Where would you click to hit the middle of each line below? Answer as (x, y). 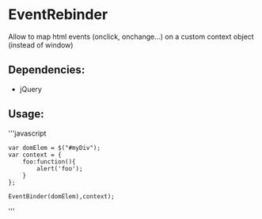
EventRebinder (58, 15)
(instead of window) (41, 44)
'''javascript (27, 133)
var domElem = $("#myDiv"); (55, 148)
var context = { (35, 155)
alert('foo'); (60, 168)
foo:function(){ (49, 161)
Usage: (27, 114)
